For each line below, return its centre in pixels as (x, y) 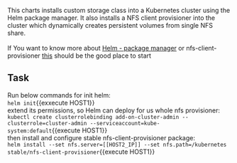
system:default (30, 131)
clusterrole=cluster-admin (47, 123)
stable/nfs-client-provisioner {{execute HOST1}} (81, 152)
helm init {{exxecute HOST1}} (51, 102)
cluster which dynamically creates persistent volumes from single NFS (110, 25)
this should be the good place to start (96, 56)
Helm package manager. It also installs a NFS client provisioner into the (111, 18)
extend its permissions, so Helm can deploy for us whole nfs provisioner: (114, 110)
